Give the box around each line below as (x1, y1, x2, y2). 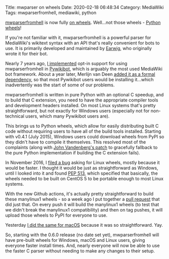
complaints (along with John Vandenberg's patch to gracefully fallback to (5, 144, 158, 150)
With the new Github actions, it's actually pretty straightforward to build (5, 191, 154, 196)
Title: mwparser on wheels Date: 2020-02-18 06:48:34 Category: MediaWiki (5, 5, 164, 10)
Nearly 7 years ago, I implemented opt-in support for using (5, 61, 128, 66)
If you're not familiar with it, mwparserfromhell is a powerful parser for (5, 35, 151, 40)
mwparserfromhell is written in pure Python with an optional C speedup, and (5, 92, 164, 97)
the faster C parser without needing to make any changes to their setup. (5, 248, 155, 254)
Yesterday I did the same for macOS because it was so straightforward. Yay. (5, 222, 163, 228)
